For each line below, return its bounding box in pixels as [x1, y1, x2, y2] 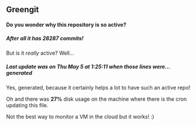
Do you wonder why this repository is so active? [6, 21, 127, 28]
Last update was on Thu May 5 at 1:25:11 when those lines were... [6, 63, 170, 70]
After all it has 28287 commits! [6, 35, 84, 42]
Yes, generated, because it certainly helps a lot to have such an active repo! [6, 84, 191, 91]
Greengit [6, 5, 40, 15]
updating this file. [6, 101, 48, 108]
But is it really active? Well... [6, 49, 74, 57]
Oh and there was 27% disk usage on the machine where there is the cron [6, 95, 187, 102]
